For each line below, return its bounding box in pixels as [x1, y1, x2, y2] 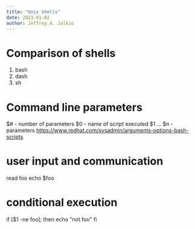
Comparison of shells [6, 46, 116, 60]
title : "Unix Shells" [6, 8, 61, 15]
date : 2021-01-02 [6, 15, 50, 21]
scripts [6, 133, 24, 141]
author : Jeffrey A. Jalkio [6, 20, 74, 26]
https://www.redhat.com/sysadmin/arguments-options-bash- [36, 127, 189, 134]
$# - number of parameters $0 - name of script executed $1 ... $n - [6, 121, 174, 128]
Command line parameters [6, 101, 143, 114]
